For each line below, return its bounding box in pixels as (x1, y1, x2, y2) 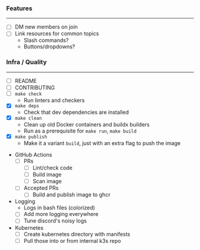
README (14, 77, 37, 84)
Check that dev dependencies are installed (23, 109, 129, 116)
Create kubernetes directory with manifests (23, 230, 130, 237)
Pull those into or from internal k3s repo (23, 237, 121, 244)
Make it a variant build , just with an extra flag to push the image (23, 140, 181, 147)
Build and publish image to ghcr (32, 191, 111, 198)
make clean (14, 115, 42, 122)
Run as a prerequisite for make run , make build (23, 127, 137, 135)
